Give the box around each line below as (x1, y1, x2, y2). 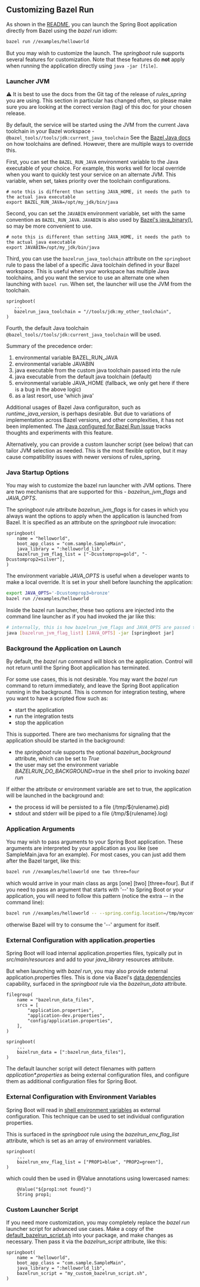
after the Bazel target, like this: (6, 857, 82, 864)
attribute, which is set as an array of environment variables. (6, 1137, 152, 1144)
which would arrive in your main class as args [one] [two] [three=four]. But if (6, 880, 194, 887)
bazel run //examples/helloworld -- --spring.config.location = (6, 910, 167, 916)
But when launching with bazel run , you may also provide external (6, 968, 168, 975)
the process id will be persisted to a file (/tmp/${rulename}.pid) (14, 803, 170, 811)
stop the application (14, 719, 64, 726)
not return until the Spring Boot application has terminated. (6, 664, 151, 671)
